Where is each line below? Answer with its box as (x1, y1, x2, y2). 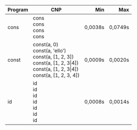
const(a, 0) (32, 41, 58, 48)
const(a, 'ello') (32, 47, 66, 54)
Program (7, 6, 28, 13)
